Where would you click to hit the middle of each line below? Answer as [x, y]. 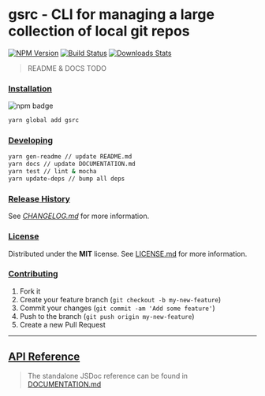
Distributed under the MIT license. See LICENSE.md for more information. [128, 254]
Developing [31, 141]
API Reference [44, 357]
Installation [30, 88]
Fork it [30, 291]
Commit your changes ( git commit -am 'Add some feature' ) [117, 308]
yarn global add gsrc [44, 120]
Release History [39, 198]
